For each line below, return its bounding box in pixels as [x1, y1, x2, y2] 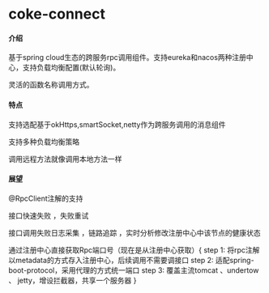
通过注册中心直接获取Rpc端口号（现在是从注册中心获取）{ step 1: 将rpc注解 [8, 244, 260, 255]
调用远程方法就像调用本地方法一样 [8, 154, 122, 163]
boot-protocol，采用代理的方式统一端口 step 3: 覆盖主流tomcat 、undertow [8, 265, 259, 275]
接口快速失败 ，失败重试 [8, 210, 89, 220]
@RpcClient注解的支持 [8, 193, 83, 203]
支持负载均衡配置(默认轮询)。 [22, 62, 121, 73]
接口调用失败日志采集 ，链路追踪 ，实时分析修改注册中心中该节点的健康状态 [8, 227, 261, 237]
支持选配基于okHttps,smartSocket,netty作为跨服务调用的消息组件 [8, 119, 226, 130]
